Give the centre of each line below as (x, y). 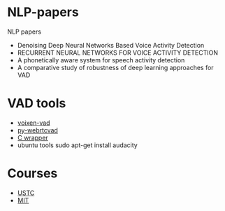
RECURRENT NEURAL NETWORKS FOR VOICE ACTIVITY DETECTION (118, 53)
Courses (32, 173)
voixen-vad (34, 123)
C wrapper (33, 137)
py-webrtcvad (37, 130)
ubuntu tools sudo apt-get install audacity (77, 145)
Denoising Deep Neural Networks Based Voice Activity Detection (111, 45)
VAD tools (37, 103)
